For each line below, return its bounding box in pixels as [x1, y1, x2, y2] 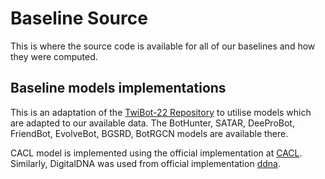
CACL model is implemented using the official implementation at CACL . [10, 147, 303, 159]
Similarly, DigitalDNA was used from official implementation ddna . [10, 157, 281, 169]
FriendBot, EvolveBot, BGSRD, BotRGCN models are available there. [10, 127, 289, 139]
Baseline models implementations [10, 80, 227, 97]
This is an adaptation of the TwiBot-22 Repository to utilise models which [10, 106, 312, 118]
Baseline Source [10, 7, 148, 30]
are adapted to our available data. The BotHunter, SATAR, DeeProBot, [10, 117, 295, 129]
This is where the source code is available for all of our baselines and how [10, 40, 316, 52]
